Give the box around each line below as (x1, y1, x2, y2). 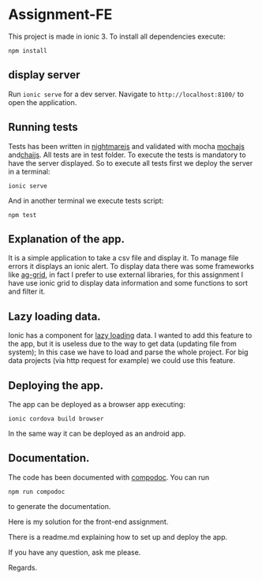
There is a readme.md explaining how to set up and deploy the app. (8, 532, 228, 541)
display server (8, 69, 80, 82)
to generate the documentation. (8, 501, 111, 511)
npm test (8, 211, 37, 219)
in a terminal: (8, 167, 51, 176)
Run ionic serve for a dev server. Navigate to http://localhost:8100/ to (8, 89, 245, 99)
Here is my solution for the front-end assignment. (8, 517, 169, 526)
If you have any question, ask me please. (8, 547, 141, 557)
